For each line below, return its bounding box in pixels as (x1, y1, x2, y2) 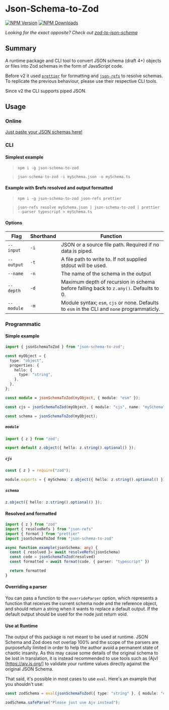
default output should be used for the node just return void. (5, 611, 128, 617)
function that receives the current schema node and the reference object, (5, 600, 157, 607)
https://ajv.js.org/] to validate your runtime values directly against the (7, 661, 150, 667)
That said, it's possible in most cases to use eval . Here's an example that (5, 676, 156, 682)
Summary (5, 44, 37, 53)
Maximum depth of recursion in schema (61, 278, 155, 285)
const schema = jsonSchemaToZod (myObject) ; (5, 413, 98, 419)
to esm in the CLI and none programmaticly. (61, 305, 160, 312)
